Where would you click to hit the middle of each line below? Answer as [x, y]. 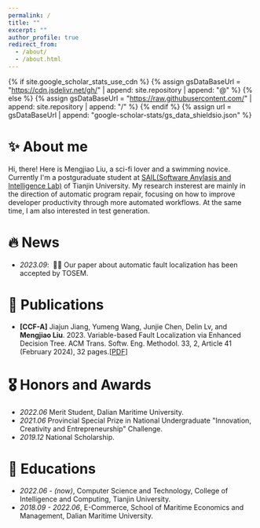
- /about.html [38, 60]
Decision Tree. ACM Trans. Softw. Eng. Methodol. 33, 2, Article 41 [125, 343]
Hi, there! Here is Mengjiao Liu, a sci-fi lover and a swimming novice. [119, 169]
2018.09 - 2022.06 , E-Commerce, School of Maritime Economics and [132, 507]
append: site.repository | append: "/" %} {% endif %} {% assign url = [120, 106]
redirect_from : [33, 45]
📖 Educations [52, 469]
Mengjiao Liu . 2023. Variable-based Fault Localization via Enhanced [130, 335]
